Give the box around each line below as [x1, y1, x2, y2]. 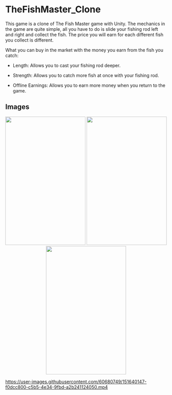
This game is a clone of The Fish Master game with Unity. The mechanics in [5, 21, 165, 27]
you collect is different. [5, 37, 54, 43]
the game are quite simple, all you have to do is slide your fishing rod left [5, 26, 159, 32]
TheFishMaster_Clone [5, 4, 101, 15]
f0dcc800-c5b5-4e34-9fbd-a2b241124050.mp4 [5, 384, 109, 390]
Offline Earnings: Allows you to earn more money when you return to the [12, 82, 165, 88]
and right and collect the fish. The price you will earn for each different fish [5, 31, 164, 37]
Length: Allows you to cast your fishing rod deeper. [12, 62, 121, 68]
